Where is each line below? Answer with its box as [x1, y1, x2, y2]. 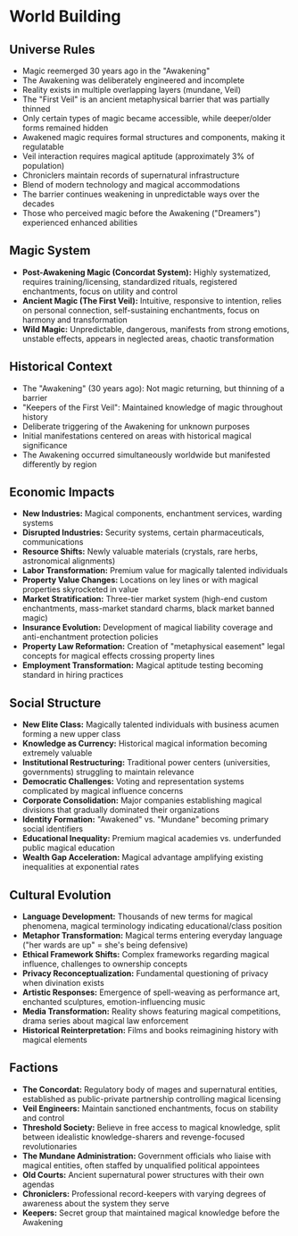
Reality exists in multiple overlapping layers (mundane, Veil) [21, 85, 242, 95]
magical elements [21, 1034, 87, 1046]
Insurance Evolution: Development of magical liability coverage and [21, 622, 274, 633]
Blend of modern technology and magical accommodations [21, 180, 241, 189]
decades [21, 198, 55, 209]
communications [21, 537, 84, 547]
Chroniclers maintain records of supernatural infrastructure [21, 170, 240, 180]
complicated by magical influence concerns [21, 786, 184, 797]
